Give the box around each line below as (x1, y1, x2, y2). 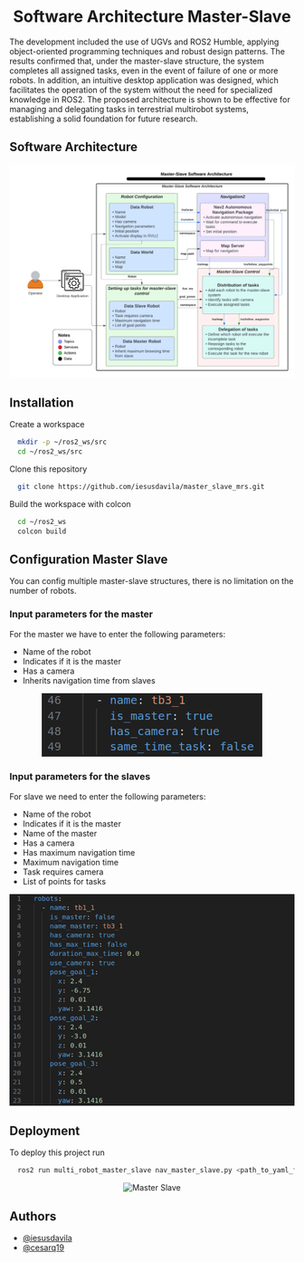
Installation (9, 395, 74, 410)
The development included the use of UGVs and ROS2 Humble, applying (9, 36, 280, 47)
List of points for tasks (22, 875, 107, 886)
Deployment (9, 1123, 81, 1138)
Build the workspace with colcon (9, 498, 131, 509)
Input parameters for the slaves (9, 770, 151, 783)
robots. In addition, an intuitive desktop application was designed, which (9, 74, 279, 85)
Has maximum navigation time (22, 846, 136, 857)
